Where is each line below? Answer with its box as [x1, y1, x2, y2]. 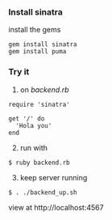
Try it [8, 66, 30, 78]
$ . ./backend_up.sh [8, 188, 78, 197]
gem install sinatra [8, 40, 78, 49]
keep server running [19, 172, 88, 182]
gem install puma [8, 48, 67, 56]
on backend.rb [19, 84, 69, 95]
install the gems [8, 25, 61, 35]
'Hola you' [15, 121, 52, 129]
